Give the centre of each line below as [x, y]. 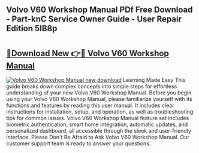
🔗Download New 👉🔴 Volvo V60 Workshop [88, 53]
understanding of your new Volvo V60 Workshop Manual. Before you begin [99, 93]
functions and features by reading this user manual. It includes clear [90, 105]
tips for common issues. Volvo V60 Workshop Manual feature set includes [98, 118]
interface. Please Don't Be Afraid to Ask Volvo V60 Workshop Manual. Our [98, 137]
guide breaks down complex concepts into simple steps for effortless [92, 86]
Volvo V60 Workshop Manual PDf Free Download [99, 10]
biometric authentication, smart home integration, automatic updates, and [97, 124]
